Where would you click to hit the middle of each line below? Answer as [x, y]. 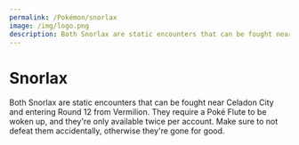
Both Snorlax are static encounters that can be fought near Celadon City [141, 102]
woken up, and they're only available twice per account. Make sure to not [144, 122]
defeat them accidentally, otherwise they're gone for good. [117, 131]
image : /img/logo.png [49, 26]
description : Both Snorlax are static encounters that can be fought [141, 34]
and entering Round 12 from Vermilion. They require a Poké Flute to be [138, 112]
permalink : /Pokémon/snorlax [63, 17]
